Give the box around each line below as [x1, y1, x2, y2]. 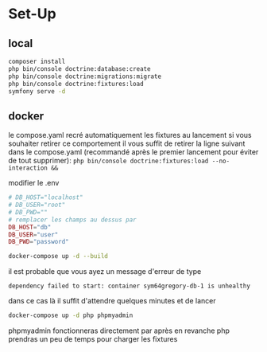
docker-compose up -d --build [8, 252, 109, 260]
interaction [8, 164, 48, 172]
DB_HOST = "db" [8, 223, 52, 231]
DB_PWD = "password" [8, 238, 69, 246]
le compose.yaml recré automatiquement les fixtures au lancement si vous [8, 131, 252, 140]
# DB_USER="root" [8, 201, 66, 209]
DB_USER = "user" [8, 230, 59, 239]
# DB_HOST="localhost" [8, 194, 83, 201]
